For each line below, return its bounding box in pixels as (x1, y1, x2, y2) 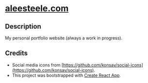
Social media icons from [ (12, 62, 64, 68)
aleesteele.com (5, 3, 69, 14)
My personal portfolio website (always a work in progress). (5, 35, 123, 41)
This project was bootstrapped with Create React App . (12, 72, 121, 78)
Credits (5, 49, 28, 57)
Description (5, 22, 41, 31)
